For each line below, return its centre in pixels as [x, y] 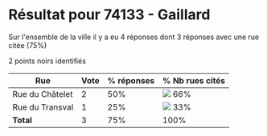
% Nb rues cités [193, 80]
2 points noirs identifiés [47, 61]
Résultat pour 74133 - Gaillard [109, 15]
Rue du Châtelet [43, 94]
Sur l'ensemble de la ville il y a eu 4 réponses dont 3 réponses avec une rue [134, 37]
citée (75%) [28, 45]
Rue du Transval [43, 107]
